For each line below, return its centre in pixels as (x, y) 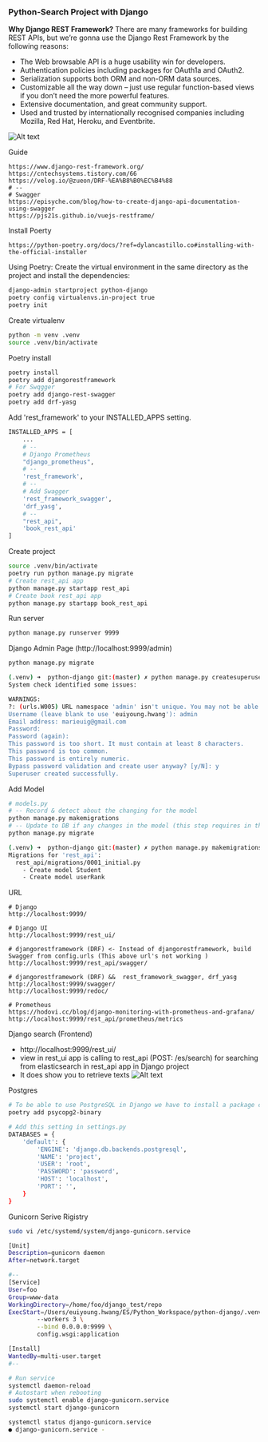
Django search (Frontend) (51, 1034)
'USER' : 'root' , (64, 1164)
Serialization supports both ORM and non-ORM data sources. (120, 79)
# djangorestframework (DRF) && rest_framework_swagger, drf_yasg (123, 978)
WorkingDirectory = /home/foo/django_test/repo (85, 1305)
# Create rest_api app (46, 581)
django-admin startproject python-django (78, 290)
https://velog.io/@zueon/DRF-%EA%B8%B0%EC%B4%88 (91, 181)
